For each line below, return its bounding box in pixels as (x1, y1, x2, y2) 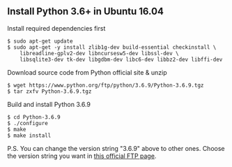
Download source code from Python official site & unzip (7, 68, 167, 76)
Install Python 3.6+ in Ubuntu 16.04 (7, 6, 164, 17)
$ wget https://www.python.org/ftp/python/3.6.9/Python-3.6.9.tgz (7, 82, 204, 89)
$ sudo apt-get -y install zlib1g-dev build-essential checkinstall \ (7, 43, 217, 51)
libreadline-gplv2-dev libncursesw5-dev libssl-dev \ (20, 50, 179, 57)
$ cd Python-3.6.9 (7, 113, 61, 121)
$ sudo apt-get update (7, 38, 73, 45)
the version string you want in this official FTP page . (7, 152, 157, 160)
